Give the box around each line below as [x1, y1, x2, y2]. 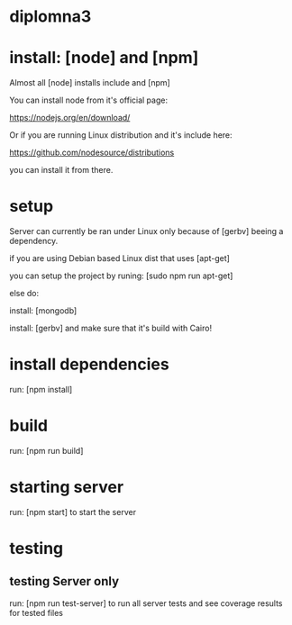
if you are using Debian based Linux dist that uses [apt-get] [9, 253, 230, 264]
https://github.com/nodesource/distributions [9, 147, 175, 159]
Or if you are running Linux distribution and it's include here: [9, 130, 233, 140]
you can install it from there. [9, 165, 114, 176]
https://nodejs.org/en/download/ [9, 113, 131, 123]
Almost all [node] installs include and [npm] [9, 77, 171, 88]
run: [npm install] [9, 385, 73, 394]
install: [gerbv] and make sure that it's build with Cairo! [9, 322, 213, 334]
